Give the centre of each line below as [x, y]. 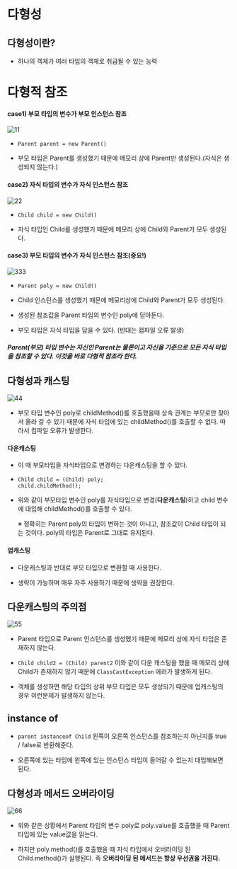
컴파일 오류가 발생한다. [62, 431]
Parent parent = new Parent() [62, 144]
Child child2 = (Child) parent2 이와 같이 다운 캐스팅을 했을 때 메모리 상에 [123, 663]
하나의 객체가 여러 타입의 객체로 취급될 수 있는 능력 [87, 61]
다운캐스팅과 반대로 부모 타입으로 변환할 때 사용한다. [89, 568]
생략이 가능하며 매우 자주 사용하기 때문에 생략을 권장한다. [96, 582]
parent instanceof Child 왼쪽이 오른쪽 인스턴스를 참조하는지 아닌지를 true [122, 736]
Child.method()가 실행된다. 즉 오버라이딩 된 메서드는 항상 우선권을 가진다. [119, 858]
